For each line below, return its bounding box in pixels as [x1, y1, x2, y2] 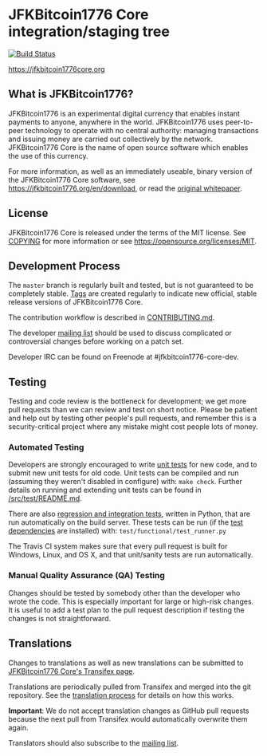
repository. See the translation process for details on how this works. [8, 690, 234, 699]
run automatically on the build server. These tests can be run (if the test [8, 518, 243, 527]
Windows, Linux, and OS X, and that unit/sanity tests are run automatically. [8, 550, 253, 560]
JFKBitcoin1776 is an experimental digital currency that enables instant [8, 108, 241, 118]
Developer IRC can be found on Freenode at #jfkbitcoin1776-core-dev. [8, 352, 239, 362]
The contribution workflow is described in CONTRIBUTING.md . [8, 313, 215, 322]
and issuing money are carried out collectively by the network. [8, 134, 214, 144]
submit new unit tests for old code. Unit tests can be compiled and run [8, 468, 239, 478]
